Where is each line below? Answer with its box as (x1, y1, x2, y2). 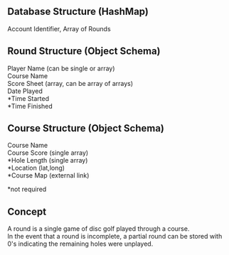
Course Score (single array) (7, 148, 89, 157)
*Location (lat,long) (7, 163, 65, 173)
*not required (7, 185, 47, 194)
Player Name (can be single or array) (7, 64, 115, 72)
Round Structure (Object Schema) (7, 45, 161, 58)
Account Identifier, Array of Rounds (7, 24, 112, 33)
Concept (7, 205, 47, 217)
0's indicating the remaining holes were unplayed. (7, 239, 154, 248)
